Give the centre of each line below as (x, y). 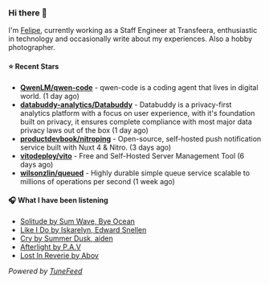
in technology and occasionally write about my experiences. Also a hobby (130, 39)
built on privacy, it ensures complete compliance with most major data (136, 121)
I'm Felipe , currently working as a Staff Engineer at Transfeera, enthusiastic (133, 31)
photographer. (32, 47)
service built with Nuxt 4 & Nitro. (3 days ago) (96, 147)
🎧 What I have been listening (58, 200)
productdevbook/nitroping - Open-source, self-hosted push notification (141, 138)
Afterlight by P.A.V (51, 247)
